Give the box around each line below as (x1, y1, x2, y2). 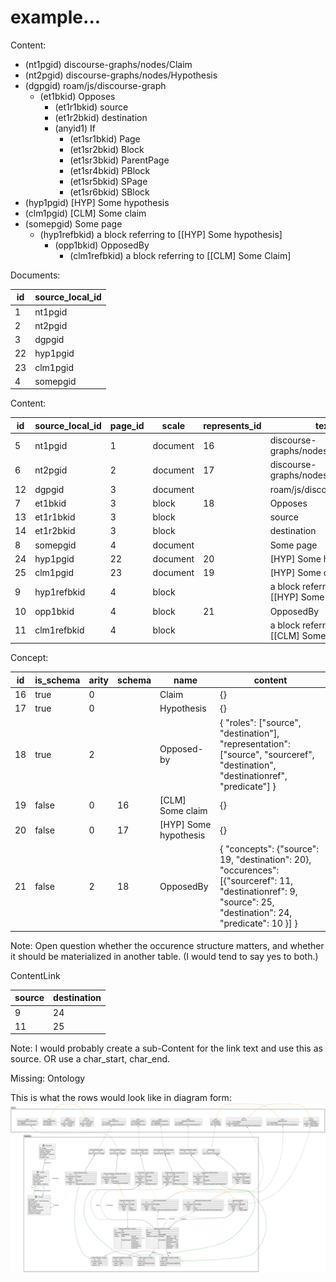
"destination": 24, (219, 907, 293, 919)
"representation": (219, 737, 291, 750)
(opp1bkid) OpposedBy (54, 239, 150, 251)
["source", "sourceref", (219, 748, 315, 760)
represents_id (203, 419, 262, 431)
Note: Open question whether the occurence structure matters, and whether (10, 939, 325, 951)
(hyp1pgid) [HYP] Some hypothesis (24, 196, 170, 208)
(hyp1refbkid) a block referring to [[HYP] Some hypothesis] (39, 228, 283, 240)
